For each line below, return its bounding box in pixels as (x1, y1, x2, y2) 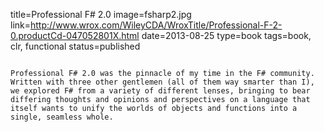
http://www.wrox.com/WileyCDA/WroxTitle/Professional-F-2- (30, 19, 283, 31)
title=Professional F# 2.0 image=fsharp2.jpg (10, 9, 192, 20)
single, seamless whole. (10, 112, 114, 122)
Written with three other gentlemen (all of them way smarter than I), (10, 77, 315, 87)
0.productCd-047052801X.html (10, 30, 140, 41)
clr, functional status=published (10, 40, 141, 52)
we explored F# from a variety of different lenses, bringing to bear (10, 86, 311, 96)
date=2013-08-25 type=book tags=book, (141, 30, 312, 41)
